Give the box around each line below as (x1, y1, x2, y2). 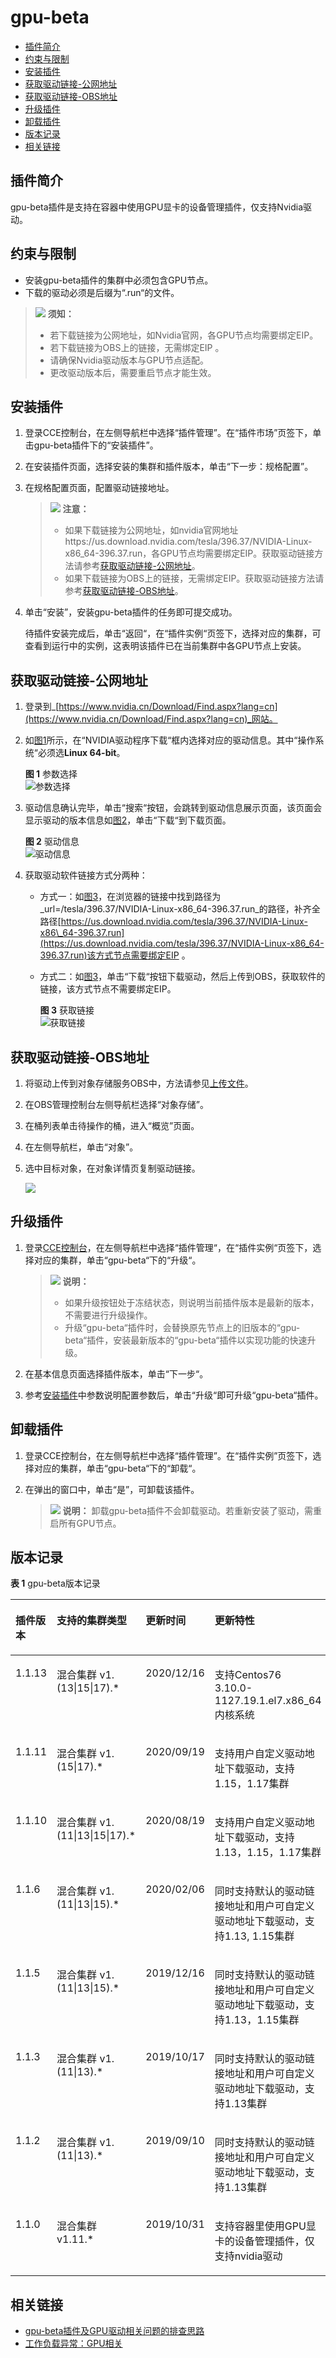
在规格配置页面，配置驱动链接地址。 (24, 482, 175, 494)
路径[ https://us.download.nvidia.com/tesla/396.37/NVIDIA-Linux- (39, 916, 308, 928)
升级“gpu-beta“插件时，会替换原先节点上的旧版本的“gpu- (64, 1321, 301, 1333)
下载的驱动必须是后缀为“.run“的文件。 (24, 286, 180, 298)
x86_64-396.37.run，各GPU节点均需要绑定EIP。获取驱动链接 (64, 547, 315, 560)
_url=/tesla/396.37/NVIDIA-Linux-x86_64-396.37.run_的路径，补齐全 (39, 903, 321, 915)
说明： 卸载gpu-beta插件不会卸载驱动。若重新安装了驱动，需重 (62, 1504, 323, 1516)
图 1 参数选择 (24, 768, 78, 780)
